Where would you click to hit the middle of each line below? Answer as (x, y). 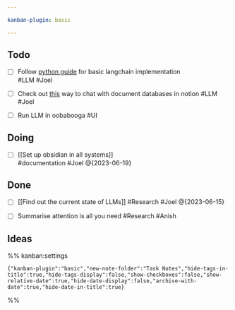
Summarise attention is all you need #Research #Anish (97, 216)
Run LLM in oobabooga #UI (57, 115)
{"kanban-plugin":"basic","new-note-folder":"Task (83, 269)
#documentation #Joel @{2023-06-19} (74, 162)
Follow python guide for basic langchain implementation (99, 72)
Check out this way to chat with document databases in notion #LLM (117, 93)
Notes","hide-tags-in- (195, 269)
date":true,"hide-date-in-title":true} (66, 287)
